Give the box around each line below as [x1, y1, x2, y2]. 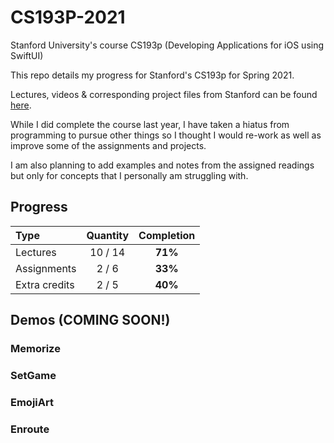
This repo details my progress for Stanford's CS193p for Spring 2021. [10, 69, 295, 81]
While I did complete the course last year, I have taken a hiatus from [10, 118, 290, 130]
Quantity [86, 228, 130, 242]
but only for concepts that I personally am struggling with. [10, 169, 249, 181]
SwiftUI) [10, 49, 44, 61]
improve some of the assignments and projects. [10, 139, 207, 151]
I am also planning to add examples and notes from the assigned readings [10, 159, 315, 171]
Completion [138, 228, 196, 242]
